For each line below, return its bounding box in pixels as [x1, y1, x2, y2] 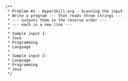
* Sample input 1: [7, 31, 47, 36]
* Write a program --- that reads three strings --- [7, 13, 123, 18]
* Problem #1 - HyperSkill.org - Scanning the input [7, 9, 123, 14]
